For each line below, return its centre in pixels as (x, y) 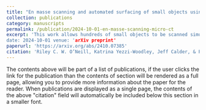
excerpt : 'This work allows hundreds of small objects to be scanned (97, 35)
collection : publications (39, 18)
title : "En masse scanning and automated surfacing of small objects (97, 12)
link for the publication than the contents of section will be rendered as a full (102, 75)
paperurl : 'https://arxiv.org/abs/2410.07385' (67, 46)
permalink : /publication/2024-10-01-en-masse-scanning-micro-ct (90, 29)
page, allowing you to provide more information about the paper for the (96, 82)
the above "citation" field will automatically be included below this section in (102, 95)
